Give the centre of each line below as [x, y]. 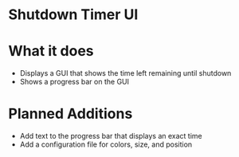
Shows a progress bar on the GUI [74, 82]
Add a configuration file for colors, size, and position [106, 144]
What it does [51, 51]
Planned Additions [71, 114]
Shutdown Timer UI [73, 15]
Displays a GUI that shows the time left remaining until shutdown [125, 73]
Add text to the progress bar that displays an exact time [111, 136]
